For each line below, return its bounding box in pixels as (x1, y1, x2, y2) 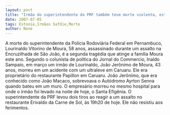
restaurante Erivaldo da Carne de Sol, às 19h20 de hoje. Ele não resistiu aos (5, 99, 163, 105)
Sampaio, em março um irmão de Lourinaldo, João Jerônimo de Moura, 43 (5, 62, 161, 68)
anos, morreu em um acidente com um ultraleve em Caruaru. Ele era (5, 67, 148, 73)
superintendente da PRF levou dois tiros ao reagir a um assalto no (5, 94, 143, 100)
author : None (5, 26, 33, 31)
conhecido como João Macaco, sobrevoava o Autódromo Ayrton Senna (5, 78, 155, 84)
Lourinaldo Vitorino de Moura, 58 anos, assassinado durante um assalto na (5, 46, 161, 52)
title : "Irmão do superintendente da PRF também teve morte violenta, (5, 12, 157, 17)
